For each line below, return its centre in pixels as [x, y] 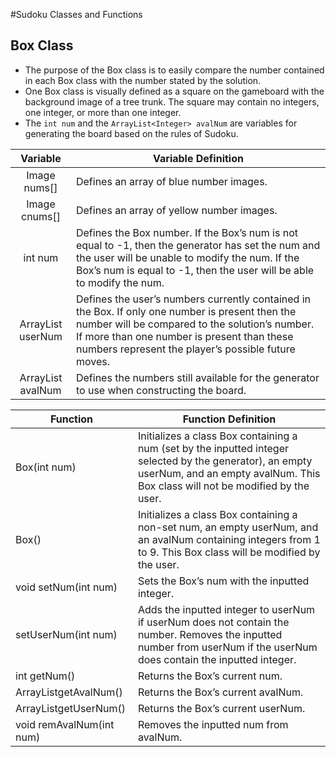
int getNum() [45, 676]
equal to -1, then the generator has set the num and [198, 245]
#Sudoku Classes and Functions [76, 14]
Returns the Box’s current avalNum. [220, 692]
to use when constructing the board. [161, 390]
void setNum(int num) [66, 587]
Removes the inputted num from [213, 724]
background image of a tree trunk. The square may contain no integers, [172, 101]
